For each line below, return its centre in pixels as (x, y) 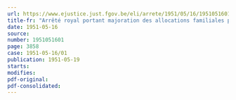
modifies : (22, 73)
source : (19, 33)
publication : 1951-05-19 (44, 60)
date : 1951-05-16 (33, 27)
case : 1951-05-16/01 (38, 54)
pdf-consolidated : (34, 86)
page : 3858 (23, 46)
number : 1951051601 (36, 40)
